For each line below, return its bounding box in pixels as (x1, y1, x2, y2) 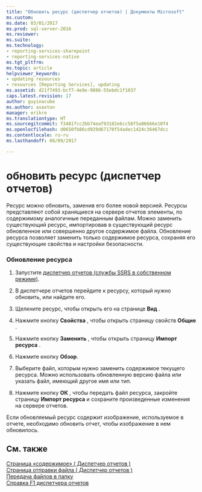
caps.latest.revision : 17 (6, 93, 71, 99)
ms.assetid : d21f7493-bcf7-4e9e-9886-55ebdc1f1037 (6, 87, 136, 93)
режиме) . (14, 275, 40, 282)
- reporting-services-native (6, 54, 80, 60)
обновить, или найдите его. (14, 293, 86, 300)
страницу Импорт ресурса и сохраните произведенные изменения (14, 396, 190, 403)
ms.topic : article (6, 65, 52, 71)
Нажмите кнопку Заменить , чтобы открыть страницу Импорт (14, 335, 177, 342)
